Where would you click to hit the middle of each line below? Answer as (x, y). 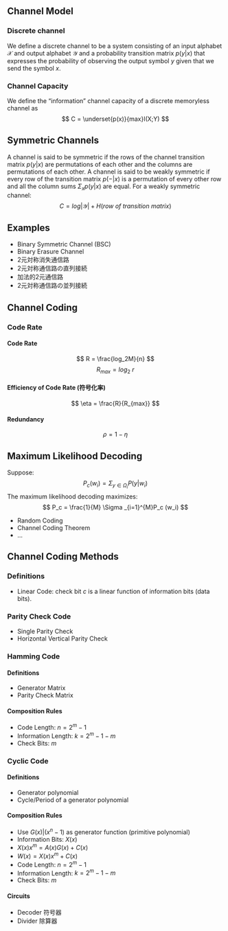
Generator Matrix (41, 688)
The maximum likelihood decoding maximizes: (72, 496)
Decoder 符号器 (39, 912)
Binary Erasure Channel (50, 252)
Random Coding (40, 520)
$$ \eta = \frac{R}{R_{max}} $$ (115, 403)
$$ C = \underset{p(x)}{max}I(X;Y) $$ (115, 119)
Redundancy (26, 419)
